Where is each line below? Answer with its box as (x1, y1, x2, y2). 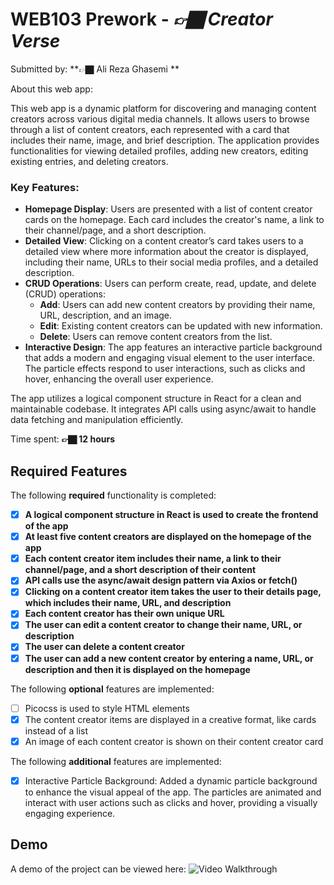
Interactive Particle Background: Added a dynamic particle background (24, 774, 318, 787)
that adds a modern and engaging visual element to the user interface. (24, 352, 316, 364)
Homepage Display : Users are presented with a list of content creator (24, 203, 313, 215)
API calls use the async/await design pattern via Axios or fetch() (24, 574, 298, 587)
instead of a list (24, 724, 89, 737)
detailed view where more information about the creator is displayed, (24, 246, 309, 258)
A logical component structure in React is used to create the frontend (24, 509, 319, 521)
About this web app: (10, 83, 93, 95)
